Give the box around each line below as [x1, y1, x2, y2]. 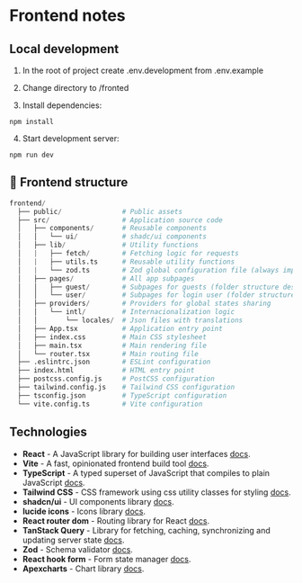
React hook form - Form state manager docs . [22, 553, 191, 564]
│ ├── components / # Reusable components [17, 224, 207, 233]
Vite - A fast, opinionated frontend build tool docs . [22, 458, 209, 469]
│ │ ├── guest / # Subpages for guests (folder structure [17, 283, 280, 291]
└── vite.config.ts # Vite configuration [17, 399, 203, 408]
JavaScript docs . [22, 477, 85, 488]
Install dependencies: [22, 100, 102, 111]
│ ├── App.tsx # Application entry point [17, 324, 223, 333]
